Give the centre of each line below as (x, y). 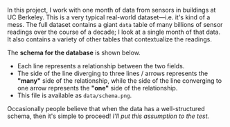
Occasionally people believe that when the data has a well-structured (106, 109)
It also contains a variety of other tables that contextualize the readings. (110, 39)
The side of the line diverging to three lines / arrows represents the (113, 73)
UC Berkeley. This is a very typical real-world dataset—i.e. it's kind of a (109, 17)
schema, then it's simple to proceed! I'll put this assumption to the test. (108, 116)
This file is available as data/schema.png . (74, 95)
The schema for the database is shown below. (74, 52)
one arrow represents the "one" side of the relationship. (97, 88)
